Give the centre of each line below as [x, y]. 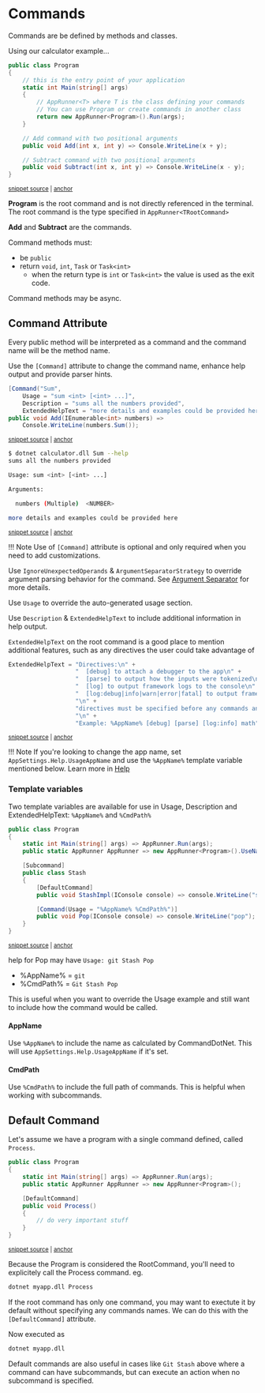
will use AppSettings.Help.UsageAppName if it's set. [89, 1052]
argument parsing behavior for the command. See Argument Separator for [129, 579]
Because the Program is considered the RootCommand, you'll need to [121, 1264]
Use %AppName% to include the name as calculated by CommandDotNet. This [130, 1043]
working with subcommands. [55, 1095]
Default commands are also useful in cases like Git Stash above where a [127, 1364]
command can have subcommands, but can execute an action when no [124, 1372]
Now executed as [37, 1334]
